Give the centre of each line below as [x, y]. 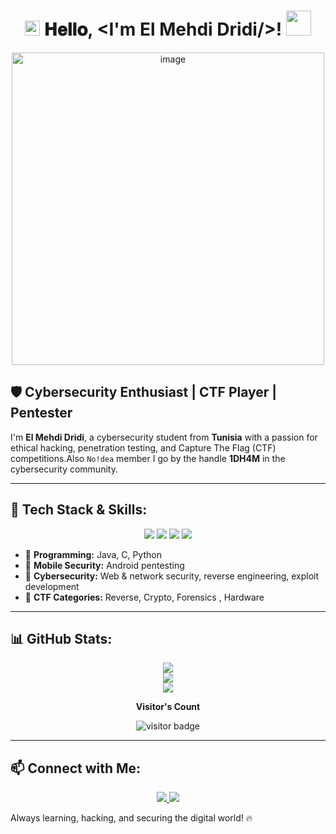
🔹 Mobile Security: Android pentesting [104, 565]
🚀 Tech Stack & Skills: [79, 510]
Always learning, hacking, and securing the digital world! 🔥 [131, 818]
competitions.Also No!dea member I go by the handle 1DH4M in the [148, 458]
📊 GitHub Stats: [61, 638]
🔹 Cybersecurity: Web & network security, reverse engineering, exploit [172, 576]
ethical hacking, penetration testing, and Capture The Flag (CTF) [143, 447]
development [52, 586]
